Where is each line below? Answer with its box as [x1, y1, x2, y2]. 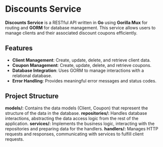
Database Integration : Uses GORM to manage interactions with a [12, 67, 144, 73]
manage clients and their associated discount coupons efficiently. [5, 30, 138, 36]
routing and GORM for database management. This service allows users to [5, 24, 156, 30]
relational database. [12, 72, 52, 79]
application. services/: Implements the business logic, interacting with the [5, 121, 155, 126]
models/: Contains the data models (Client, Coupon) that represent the [5, 105, 148, 111]
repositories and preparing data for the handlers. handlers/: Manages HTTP [5, 126, 159, 131]
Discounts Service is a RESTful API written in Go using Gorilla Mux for [5, 20, 148, 25]
